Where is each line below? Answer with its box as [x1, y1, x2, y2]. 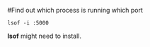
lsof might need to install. [7, 32, 82, 40]
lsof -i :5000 [7, 20, 50, 27]
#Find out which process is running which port [7, 6, 144, 14]
